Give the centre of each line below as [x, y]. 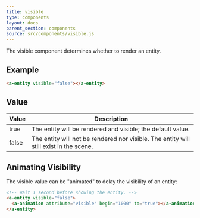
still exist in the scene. [62, 146]
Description [111, 119]
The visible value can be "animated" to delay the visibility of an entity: [92, 182]
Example [23, 70]
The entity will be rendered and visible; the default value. [111, 129]
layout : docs [22, 23]
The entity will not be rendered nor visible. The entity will [111, 139]
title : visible [25, 12]
